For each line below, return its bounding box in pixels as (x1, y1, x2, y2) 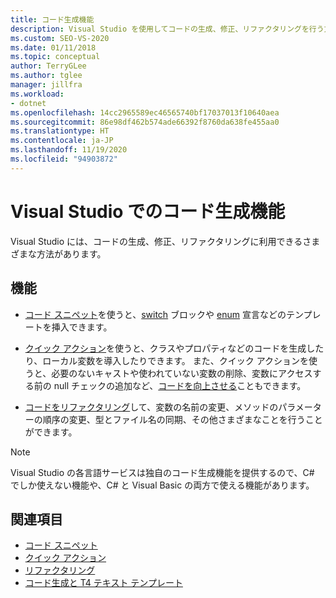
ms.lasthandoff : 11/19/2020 (10, 145, 128, 155)
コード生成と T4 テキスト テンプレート (24, 577, 183, 589)
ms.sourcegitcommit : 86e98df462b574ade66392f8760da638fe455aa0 (10, 117, 280, 127)
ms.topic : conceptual (10, 52, 101, 62)
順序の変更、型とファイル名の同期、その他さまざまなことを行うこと (42, 413, 323, 425)
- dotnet (10, 98, 47, 108)
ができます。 (24, 426, 78, 438)
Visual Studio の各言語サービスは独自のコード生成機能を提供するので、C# (10, 466, 315, 478)
